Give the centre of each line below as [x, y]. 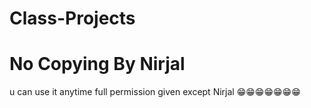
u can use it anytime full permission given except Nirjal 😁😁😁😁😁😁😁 [155, 92]
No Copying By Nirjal [97, 64]
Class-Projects [72, 18]
